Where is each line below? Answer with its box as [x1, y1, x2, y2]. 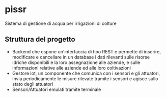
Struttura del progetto [5, 35, 75, 44]
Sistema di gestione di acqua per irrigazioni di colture [5, 20, 117, 26]
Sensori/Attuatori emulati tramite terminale [12, 86, 101, 92]
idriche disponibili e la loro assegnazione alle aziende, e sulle [12, 59, 141, 66]
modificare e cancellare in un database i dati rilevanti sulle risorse [12, 54, 150, 60]
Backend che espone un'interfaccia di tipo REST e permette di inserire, [12, 48, 161, 54]
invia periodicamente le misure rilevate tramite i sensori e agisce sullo [12, 75, 158, 82]
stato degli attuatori [12, 81, 53, 87]
